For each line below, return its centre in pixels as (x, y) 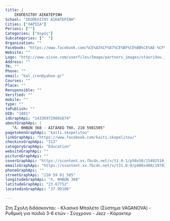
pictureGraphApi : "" (27, 156)
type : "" (14, 104)
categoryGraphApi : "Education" (38, 147)
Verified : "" (19, 95)
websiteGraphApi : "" (27, 152)
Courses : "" (18, 81)
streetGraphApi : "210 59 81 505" (40, 175)
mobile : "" (17, 99)
